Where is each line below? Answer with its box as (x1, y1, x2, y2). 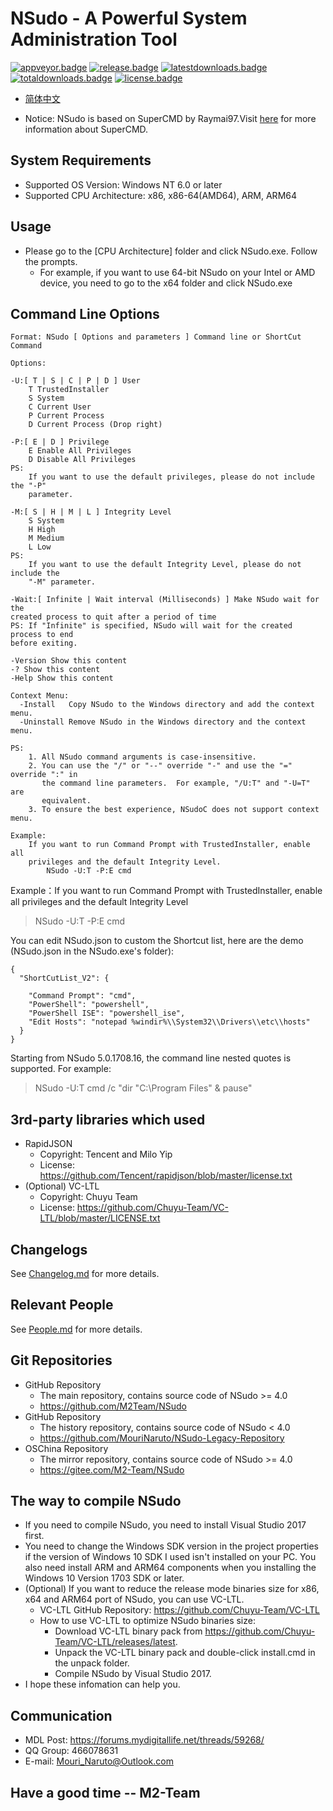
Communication (10, 1707, 113, 1724)
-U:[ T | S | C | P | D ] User (10, 376, 141, 386)
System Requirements (10, 152, 152, 169)
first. (24, 1530, 45, 1542)
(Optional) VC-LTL (24, 1180, 100, 1192)
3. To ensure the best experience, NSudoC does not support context (28, 805, 320, 815)
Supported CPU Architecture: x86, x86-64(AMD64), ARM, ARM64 (24, 189, 298, 201)
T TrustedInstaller (28, 385, 110, 395)
